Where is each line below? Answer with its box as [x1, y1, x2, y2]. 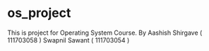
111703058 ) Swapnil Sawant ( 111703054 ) [7, 35, 130, 44]
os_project [7, 5, 71, 21]
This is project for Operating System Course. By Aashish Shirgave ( [7, 28, 203, 37]
